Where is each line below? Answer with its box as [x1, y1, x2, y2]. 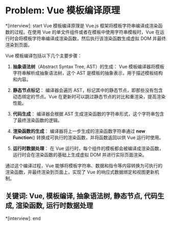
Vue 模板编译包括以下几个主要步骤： [5, 52, 83, 59]
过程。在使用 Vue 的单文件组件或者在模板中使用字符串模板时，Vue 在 [14, 29, 160, 35]
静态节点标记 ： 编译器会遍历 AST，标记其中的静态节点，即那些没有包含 [12, 87, 163, 93]
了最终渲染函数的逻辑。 [12, 117, 62, 123]
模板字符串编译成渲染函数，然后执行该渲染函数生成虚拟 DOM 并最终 [22, 35, 166, 41]
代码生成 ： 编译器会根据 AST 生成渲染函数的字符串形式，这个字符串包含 [12, 110, 164, 117]
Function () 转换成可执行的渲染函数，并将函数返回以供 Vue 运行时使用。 [12, 134, 164, 141]
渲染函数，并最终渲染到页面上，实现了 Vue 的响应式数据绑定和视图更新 [5, 169, 155, 175]
